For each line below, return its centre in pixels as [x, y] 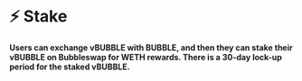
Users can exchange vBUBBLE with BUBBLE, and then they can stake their [151, 47]
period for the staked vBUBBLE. [70, 67]
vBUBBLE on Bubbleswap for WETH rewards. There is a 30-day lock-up [146, 57]
